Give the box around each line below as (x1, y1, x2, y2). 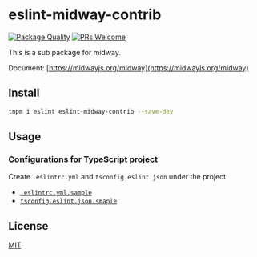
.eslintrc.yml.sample (19, 189, 92, 197)
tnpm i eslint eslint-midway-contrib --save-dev (8, 107, 174, 115)
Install (8, 86, 40, 100)
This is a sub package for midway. (8, 47, 122, 57)
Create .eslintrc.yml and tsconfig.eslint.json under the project (8, 172, 227, 182)
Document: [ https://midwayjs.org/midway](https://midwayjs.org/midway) (8, 62, 250, 73)
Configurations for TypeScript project (8, 154, 159, 165)
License (8, 219, 49, 233)
